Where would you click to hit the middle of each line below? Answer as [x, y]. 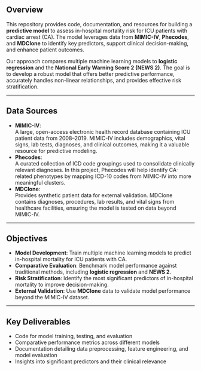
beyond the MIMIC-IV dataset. [52, 298]
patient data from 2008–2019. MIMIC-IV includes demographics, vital [100, 138]
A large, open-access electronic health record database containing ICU [103, 131]
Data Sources [32, 111]
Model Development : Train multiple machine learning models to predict [103, 253]
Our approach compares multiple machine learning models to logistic [92, 61]
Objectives [27, 239]
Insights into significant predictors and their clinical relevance [90, 361]
